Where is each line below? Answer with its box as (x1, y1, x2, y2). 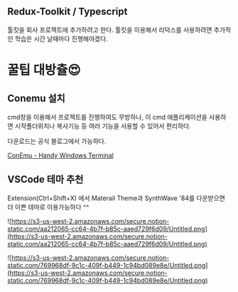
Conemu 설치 (7, 93, 65, 105)
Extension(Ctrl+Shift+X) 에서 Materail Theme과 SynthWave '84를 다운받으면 (7, 194, 225, 202)
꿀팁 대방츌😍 (7, 62, 81, 78)
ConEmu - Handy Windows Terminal (7, 151, 114, 160)
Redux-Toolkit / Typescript (7, 6, 128, 18)
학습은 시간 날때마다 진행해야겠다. (14, 34, 108, 43)
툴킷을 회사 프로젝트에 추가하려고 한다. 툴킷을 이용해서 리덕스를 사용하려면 (7, 25, 212, 34)
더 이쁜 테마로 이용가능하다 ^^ (7, 202, 90, 211)
